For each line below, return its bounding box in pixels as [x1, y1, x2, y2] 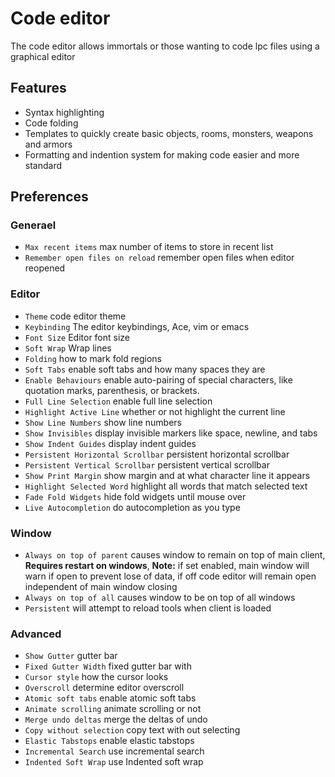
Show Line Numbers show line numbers [24, 416, 183, 428]
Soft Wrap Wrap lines [24, 342, 112, 354]
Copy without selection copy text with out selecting [24, 724, 241, 736]
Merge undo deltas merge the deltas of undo [24, 713, 208, 726]
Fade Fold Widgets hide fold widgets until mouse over [24, 490, 247, 502]
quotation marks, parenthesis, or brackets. [24, 384, 200, 396]
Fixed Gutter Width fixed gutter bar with [24, 660, 192, 672]
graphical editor [10, 50, 76, 62]
